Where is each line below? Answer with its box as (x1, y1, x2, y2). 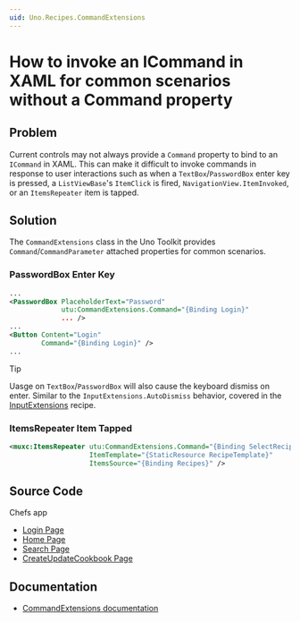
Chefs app (9, 507, 47, 518)
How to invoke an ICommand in (9, 51, 244, 72)
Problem (9, 125, 58, 141)
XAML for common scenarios (9, 71, 231, 90)
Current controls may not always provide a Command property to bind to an (9, 149, 279, 159)
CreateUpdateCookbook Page (21, 553, 134, 564)
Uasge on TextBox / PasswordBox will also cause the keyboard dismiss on (9, 380, 271, 391)
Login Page (21, 524, 64, 535)
